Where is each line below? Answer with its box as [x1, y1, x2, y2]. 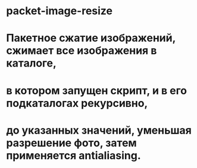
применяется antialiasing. [6, 148, 141, 162]
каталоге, [6, 56, 57, 70]
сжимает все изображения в [6, 44, 157, 58]
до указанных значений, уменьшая [6, 123, 192, 137]
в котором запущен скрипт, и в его [6, 84, 187, 97]
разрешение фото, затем [6, 136, 137, 150]
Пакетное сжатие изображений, [6, 31, 176, 45]
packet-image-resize [6, 4, 113, 18]
